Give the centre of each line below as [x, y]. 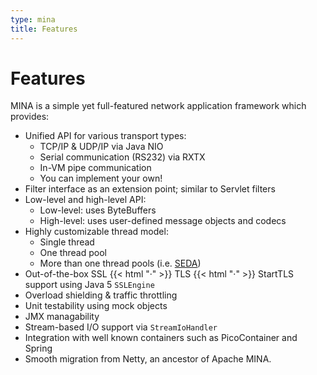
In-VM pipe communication [95, 168]
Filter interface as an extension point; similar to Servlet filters [150, 189]
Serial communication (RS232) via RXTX [122, 157]
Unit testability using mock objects [96, 306]
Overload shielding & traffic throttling [101, 295]
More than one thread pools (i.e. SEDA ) [120, 263]
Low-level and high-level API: [85, 200]
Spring [38, 348]
